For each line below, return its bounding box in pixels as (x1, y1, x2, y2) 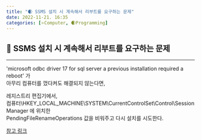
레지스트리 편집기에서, (6, 92, 58, 99)
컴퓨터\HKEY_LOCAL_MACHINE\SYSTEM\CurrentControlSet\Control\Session (6, 99, 194, 107)
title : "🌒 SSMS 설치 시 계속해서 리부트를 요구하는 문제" (6, 8, 135, 15)
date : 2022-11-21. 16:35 (6, 14, 68, 20)
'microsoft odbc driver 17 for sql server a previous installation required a (6, 65, 184, 72)
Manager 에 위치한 (6, 107, 51, 114)
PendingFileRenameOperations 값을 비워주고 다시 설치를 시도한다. (6, 114, 164, 122)
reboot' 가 (6, 72, 31, 79)
